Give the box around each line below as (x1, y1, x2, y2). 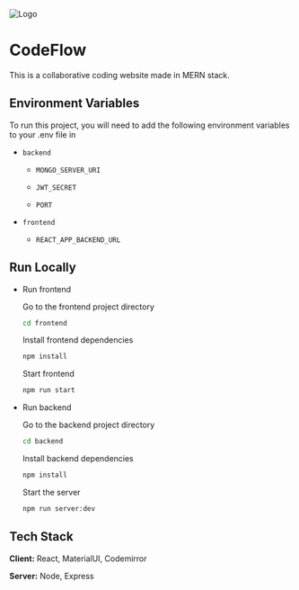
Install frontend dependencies (22, 335, 134, 345)
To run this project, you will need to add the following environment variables (9, 120, 290, 130)
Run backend (22, 402, 72, 413)
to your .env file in (9, 129, 76, 139)
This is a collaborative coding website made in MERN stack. (9, 69, 231, 80)
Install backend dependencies (22, 453, 135, 464)
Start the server (22, 487, 81, 497)
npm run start (22, 386, 75, 395)
